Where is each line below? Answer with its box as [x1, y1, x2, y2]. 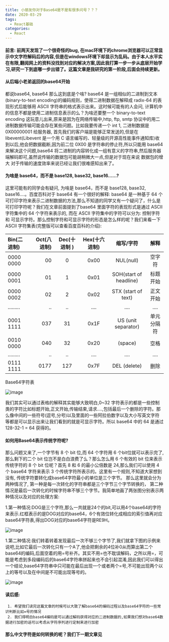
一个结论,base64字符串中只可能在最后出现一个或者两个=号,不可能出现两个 [5, 563, 159, 569]
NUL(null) [115, 257, 139, 264]
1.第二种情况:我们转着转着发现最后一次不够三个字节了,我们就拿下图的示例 [5, 537, 156, 544]
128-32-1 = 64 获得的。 [5, 425, 54, 431]
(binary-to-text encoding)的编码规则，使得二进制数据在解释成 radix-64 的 [5, 97, 157, 103]
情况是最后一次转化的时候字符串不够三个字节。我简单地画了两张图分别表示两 [5, 487, 164, 493]
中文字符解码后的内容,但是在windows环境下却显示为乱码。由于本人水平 [9, 54, 158, 60]
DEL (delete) [112, 362, 142, 369]
